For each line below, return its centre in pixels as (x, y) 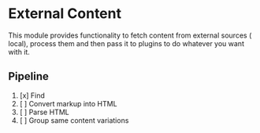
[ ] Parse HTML (44, 112)
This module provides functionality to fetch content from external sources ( (130, 35)
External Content (65, 14)
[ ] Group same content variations (74, 120)
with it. (19, 52)
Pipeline (29, 76)
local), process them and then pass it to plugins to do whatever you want (126, 43)
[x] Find (32, 95)
